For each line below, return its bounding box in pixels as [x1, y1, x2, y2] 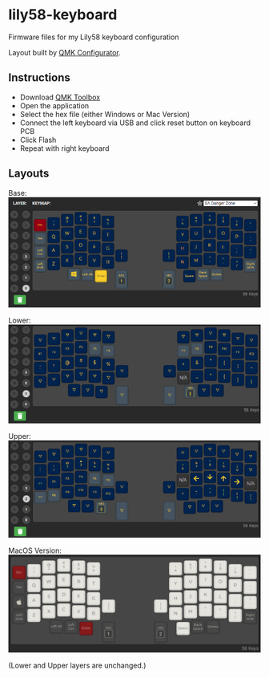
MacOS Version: [8, 546, 62, 555]
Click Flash [19, 135, 57, 144]
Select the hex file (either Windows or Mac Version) [19, 109, 191, 119]
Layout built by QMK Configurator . [8, 47, 122, 57]
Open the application [19, 100, 90, 110]
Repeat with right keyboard [19, 143, 110, 153]
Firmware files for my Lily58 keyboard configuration [8, 32, 179, 42]
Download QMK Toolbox [19, 92, 101, 102]
